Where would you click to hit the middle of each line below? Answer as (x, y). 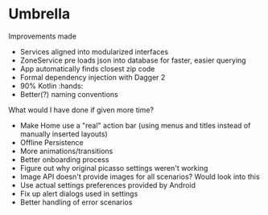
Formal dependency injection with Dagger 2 (93, 77)
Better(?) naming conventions (69, 94)
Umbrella (39, 14)
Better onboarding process (64, 159)
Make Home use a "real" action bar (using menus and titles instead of (135, 125)
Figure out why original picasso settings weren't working (114, 168)
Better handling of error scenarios (76, 202)
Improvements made (42, 36)
